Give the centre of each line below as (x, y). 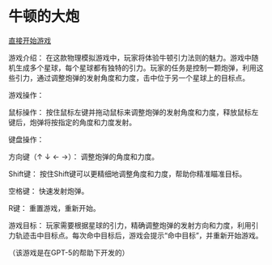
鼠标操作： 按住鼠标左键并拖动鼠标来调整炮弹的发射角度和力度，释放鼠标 (130, 112)
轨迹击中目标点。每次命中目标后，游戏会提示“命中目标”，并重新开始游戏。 (139, 235)
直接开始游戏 (30, 40)
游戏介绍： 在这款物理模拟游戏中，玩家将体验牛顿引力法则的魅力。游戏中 (130, 57)
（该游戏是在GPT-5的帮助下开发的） (69, 252)
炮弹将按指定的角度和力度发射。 (83, 122)
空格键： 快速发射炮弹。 (49, 191)
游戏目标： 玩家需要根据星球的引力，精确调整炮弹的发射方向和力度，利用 (130, 225)
